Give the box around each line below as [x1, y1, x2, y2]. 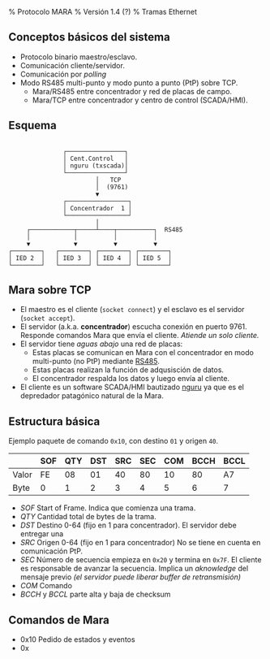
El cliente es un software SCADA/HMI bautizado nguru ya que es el [19, 382, 245, 392]
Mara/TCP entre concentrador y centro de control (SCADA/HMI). [32, 95, 249, 105]
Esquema [8, 119, 57, 132]
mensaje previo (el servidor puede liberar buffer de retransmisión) [19, 572, 242, 582]
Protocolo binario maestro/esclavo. [19, 52, 138, 62]
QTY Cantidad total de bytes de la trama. [19, 512, 156, 522]
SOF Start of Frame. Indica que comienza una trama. [19, 503, 196, 513]
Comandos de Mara [8, 613, 109, 626]
